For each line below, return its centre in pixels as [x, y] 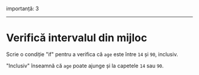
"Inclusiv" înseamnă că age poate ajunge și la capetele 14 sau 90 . [85, 66]
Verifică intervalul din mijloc [77, 38]
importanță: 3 [23, 9]
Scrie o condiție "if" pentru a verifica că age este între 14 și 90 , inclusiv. [92, 54]
